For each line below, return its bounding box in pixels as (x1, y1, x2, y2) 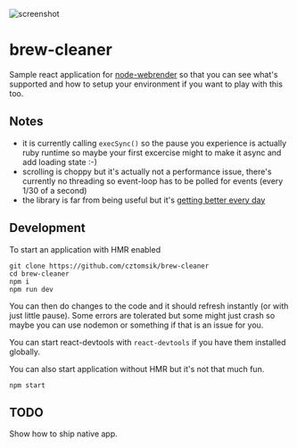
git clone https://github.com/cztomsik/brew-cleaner (9, 261, 210, 270)
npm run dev (9, 285, 54, 294)
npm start (9, 380, 46, 390)
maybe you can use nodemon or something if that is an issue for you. (9, 319, 264, 330)
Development (9, 220, 87, 236)
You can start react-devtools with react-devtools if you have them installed (9, 336, 287, 347)
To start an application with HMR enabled (9, 244, 161, 254)
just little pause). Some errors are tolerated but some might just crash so (9, 310, 276, 320)
